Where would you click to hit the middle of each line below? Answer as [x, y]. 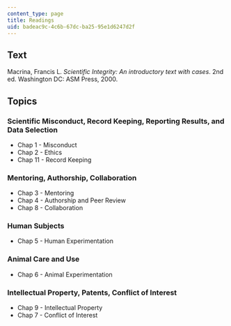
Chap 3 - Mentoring [46, 193]
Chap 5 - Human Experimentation [65, 241]
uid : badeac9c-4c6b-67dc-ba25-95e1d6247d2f [71, 27]
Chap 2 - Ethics [40, 152]
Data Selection [32, 130]
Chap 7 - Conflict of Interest [57, 316]
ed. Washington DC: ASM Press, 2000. [63, 79]
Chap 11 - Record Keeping [54, 160]
